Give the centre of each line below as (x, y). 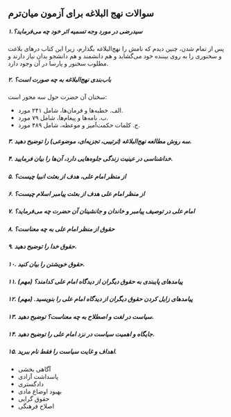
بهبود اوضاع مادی (40, 391)
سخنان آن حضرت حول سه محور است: (58, 97)
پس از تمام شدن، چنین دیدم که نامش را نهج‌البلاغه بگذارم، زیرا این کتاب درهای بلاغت (116, 49)
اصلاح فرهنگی (36, 406)
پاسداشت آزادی (38, 376)
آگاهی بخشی (34, 369)
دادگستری (31, 384)
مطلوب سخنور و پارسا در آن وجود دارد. (58, 63)
